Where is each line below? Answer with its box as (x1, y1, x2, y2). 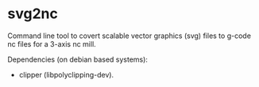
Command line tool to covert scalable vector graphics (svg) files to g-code (7, 31, 252, 40)
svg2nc (7, 5, 59, 23)
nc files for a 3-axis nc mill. (7, 39, 96, 48)
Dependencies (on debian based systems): (7, 55, 149, 64)
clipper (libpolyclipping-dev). (18, 70, 114, 79)
